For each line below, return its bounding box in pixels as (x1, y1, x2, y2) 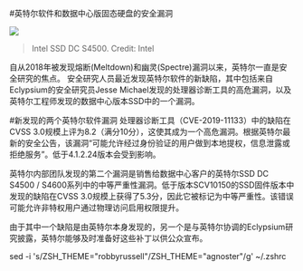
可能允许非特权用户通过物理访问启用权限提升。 (9, 202, 184, 213)
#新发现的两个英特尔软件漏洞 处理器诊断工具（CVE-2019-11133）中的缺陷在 (9, 115, 291, 125)
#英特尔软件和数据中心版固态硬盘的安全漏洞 (9, 8, 174, 18)
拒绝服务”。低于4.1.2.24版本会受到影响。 (9, 149, 161, 160)
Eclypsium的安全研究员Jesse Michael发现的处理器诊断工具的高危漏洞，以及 (9, 84, 292, 95)
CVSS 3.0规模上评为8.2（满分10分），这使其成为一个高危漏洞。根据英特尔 (9, 126, 283, 137)
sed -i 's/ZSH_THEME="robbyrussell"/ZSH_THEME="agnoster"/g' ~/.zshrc (9, 251, 287, 261)
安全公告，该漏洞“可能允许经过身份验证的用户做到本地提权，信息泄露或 (24, 138, 291, 148)
